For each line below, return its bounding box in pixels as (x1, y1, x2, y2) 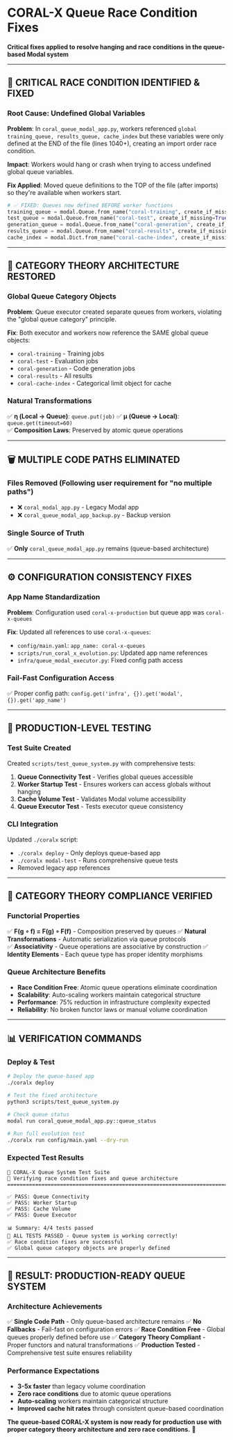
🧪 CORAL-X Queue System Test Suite (7, 1169, 110, 1176)
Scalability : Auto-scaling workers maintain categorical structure (17, 990, 201, 999)
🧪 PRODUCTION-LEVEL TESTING (7, 722, 152, 734)
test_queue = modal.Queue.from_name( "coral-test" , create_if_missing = (7, 214, 216, 222)
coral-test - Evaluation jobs (17, 356, 98, 365)
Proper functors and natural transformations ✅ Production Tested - (7, 1341, 200, 1350)
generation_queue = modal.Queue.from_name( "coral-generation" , (7, 221, 194, 228)
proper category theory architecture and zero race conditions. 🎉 (7, 1425, 196, 1433)
